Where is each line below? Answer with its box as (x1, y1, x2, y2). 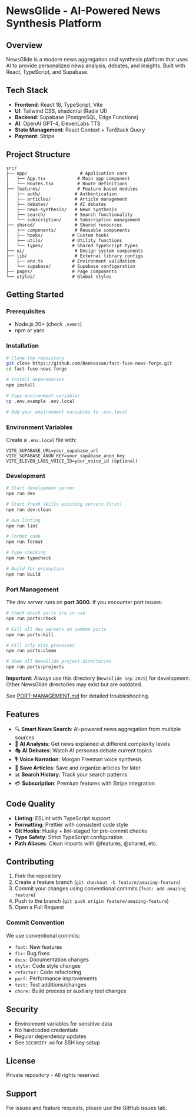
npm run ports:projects (6, 664, 65, 670)
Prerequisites (6, 307, 45, 315)
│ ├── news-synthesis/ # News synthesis (6, 207, 117, 212)
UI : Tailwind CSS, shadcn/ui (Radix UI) (14, 107, 108, 114)
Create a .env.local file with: (6, 436, 77, 443)
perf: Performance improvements (14, 975, 97, 982)
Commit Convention (6, 919, 65, 927)
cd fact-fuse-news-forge (6, 366, 67, 372)
